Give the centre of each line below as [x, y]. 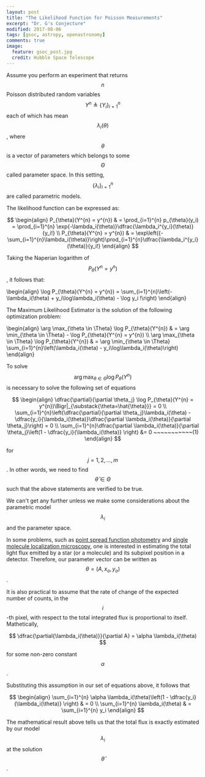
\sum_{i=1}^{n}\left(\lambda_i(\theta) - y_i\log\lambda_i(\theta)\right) [92, 347]
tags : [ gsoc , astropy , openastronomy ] [56, 35]
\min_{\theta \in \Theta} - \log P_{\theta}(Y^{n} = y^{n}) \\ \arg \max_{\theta [100, 335]
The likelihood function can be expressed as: [63, 208]
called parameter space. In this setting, [56, 175]
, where [16, 136]
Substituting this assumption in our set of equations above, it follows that [98, 685]
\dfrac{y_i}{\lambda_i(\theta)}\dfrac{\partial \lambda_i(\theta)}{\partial [103, 419]
